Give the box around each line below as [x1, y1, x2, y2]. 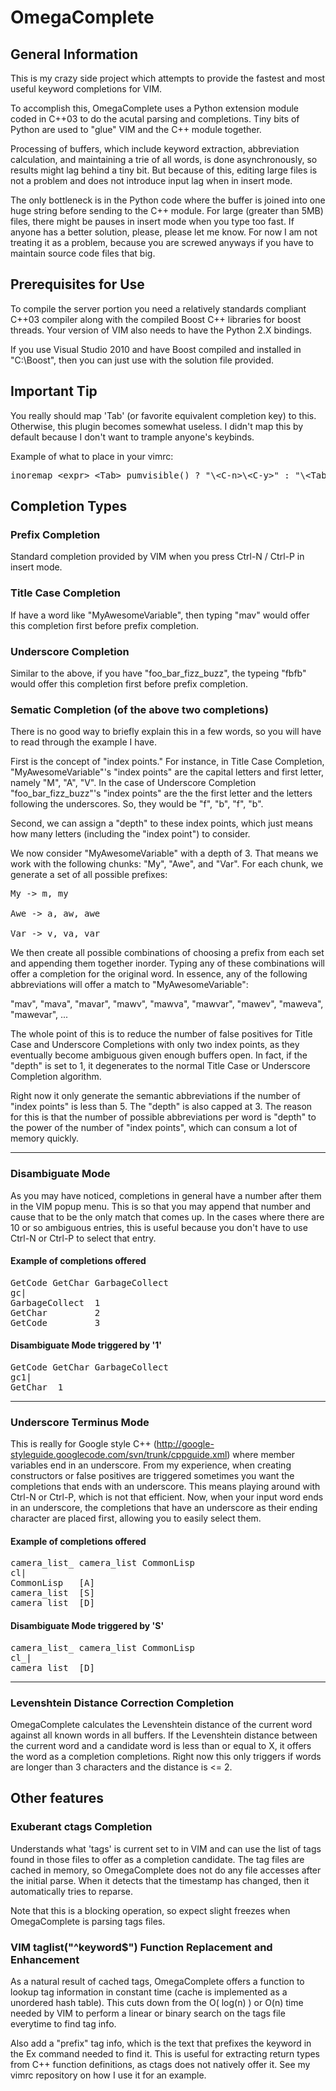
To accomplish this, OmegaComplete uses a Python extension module [10, 102, 300, 114]
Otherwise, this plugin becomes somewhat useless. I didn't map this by [10, 420, 304, 432]
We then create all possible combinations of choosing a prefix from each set [10, 947, 325, 959]
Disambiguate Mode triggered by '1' [10, 1339, 163, 1351]
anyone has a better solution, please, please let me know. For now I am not [10, 226, 318, 238]
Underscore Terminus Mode [10, 1415, 150, 1429]
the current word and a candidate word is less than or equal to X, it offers [10, 1739, 312, 1751]
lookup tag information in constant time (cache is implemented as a [10, 1986, 288, 1998]
